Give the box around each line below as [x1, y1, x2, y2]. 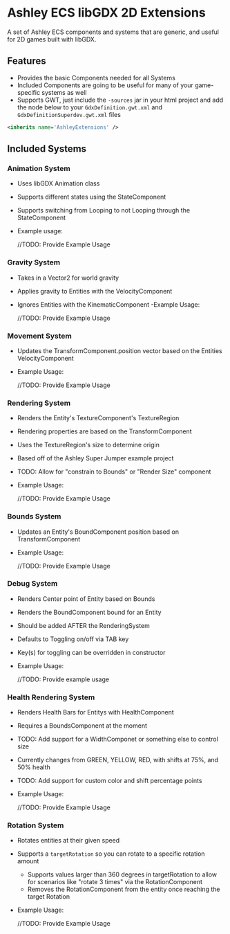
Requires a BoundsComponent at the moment [17, 721, 147, 730]
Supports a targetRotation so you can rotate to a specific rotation [17, 850, 205, 858]
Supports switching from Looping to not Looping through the [17, 206, 191, 215]
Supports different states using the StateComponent [17, 192, 166, 201]
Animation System [7, 163, 71, 173]
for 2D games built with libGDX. [7, 35, 97, 43]
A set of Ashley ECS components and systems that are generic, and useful [7, 28, 220, 36]
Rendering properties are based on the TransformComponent [17, 427, 192, 435]
